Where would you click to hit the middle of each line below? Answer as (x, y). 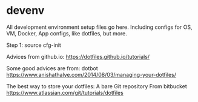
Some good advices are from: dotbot (52, 68)
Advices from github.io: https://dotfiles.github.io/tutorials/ (78, 56)
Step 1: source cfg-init (34, 45)
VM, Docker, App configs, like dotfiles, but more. (67, 33)
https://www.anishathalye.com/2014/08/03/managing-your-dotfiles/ (91, 74)
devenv (25, 10)
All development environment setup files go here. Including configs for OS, (99, 27)
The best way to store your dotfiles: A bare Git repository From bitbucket (97, 86)
